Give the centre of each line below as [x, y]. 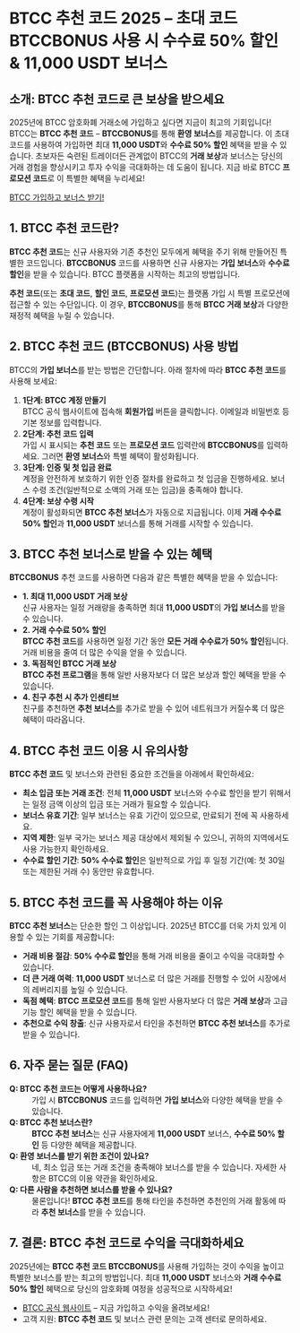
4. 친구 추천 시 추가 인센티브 [70, 697]
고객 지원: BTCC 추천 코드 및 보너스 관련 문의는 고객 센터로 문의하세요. [144, 1319]
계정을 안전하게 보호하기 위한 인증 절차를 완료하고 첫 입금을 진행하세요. [145, 478]
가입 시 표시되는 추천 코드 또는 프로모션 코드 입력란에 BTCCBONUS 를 [143, 445]
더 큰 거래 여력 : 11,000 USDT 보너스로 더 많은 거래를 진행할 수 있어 [139, 979]
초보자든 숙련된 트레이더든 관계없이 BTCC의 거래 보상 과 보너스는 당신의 [159, 156]
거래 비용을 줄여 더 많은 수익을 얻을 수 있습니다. [104, 653]
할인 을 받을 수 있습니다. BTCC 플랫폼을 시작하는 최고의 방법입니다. [124, 273]
